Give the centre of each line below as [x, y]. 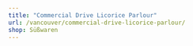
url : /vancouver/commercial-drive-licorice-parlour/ [97, 23]
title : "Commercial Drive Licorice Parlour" [83, 15]
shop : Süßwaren [33, 30]
